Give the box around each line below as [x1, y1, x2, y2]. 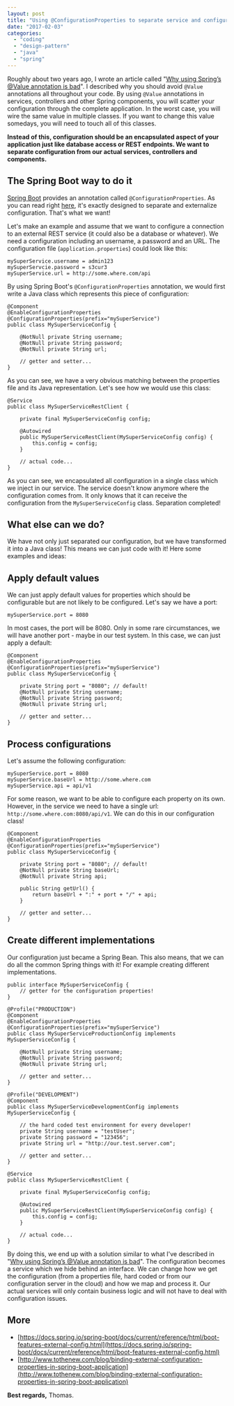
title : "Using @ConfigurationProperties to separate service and [7, 17, 201, 24]
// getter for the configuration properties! [19, 987, 155, 994]
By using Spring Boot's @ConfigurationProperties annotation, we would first [7, 282, 226, 290]
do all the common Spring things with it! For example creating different [7, 960, 210, 969]
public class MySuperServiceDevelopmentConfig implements [7, 1103, 179, 1110]
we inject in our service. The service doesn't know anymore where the [7, 484, 210, 492]
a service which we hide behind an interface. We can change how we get [7, 1264, 218, 1273]
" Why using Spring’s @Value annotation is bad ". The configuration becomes [7, 1257, 226, 1265]
